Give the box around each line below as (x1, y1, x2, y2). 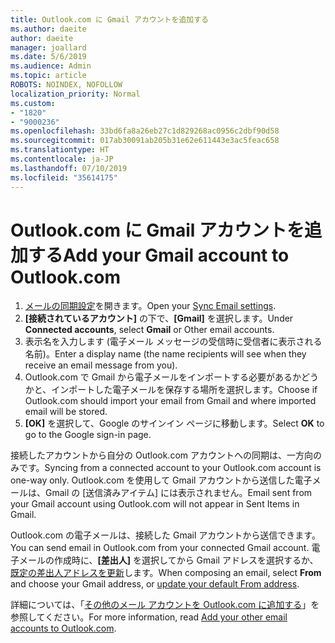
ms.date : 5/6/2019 (10, 52, 87, 62)
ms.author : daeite (10, 24, 87, 34)
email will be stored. (24, 406, 108, 418)
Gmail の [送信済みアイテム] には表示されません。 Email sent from (44, 487, 313, 499)
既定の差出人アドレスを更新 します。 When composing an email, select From (10, 567, 322, 579)
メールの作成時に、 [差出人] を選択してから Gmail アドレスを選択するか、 (18, 554, 319, 566)
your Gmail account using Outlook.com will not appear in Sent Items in (10, 498, 300, 510)
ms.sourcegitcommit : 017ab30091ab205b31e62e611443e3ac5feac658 (10, 136, 280, 146)
